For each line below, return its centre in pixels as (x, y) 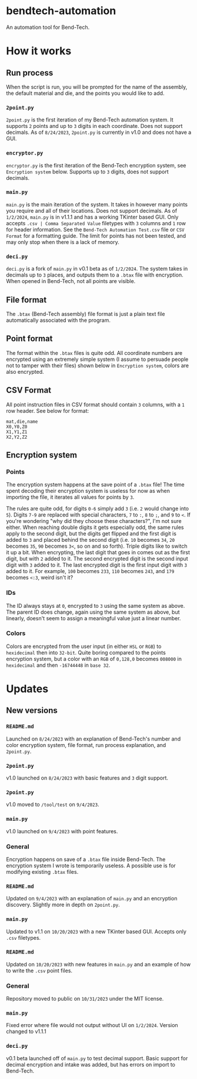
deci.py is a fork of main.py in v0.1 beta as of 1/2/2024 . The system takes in (97, 269)
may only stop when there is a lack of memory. (63, 242)
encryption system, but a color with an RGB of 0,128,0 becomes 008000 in (94, 659)
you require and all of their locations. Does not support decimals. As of (92, 210)
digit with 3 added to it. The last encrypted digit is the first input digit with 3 (96, 565)
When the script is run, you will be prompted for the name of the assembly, (97, 87)
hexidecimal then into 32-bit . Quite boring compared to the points (86, 652)
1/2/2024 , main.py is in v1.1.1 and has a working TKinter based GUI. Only (92, 217)
